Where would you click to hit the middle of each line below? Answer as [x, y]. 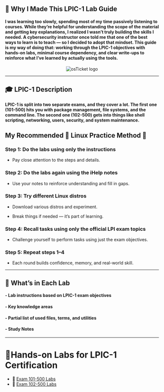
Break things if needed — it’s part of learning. [58, 216]
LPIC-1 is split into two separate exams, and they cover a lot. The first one [81, 104]
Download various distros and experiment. [55, 207]
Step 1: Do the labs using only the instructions [61, 149]
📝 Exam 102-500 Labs [34, 384]
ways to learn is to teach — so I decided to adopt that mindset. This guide [81, 42]
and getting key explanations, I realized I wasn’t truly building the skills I [80, 32]
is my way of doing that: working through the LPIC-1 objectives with [75, 48]
